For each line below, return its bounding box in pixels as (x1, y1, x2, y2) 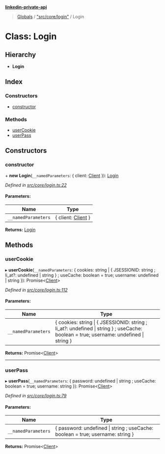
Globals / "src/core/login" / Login (17, 14, 84, 19)
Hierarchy (5, 50, 36, 59)
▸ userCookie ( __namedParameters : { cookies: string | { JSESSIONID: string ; (5, 267, 156, 272)
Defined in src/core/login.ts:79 (5, 393, 67, 399)
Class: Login (5, 31, 57, 42)
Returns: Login (5, 226, 36, 233)
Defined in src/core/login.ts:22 (5, 182, 67, 188)
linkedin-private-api (5, 4, 47, 10)
